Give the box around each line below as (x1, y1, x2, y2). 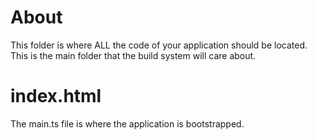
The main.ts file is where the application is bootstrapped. (10, 117, 245, 130)
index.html (10, 85, 102, 108)
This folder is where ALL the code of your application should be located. (10, 39, 308, 51)
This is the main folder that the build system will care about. (10, 49, 257, 61)
